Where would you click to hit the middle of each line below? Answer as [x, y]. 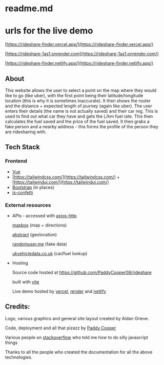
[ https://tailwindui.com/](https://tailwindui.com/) [61, 182]
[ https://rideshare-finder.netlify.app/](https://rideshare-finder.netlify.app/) [79, 63]
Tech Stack [22, 147]
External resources [28, 205]
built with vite [26, 282]
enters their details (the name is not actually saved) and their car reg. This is [82, 111]
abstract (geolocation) [34, 234]
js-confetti [22, 192]
